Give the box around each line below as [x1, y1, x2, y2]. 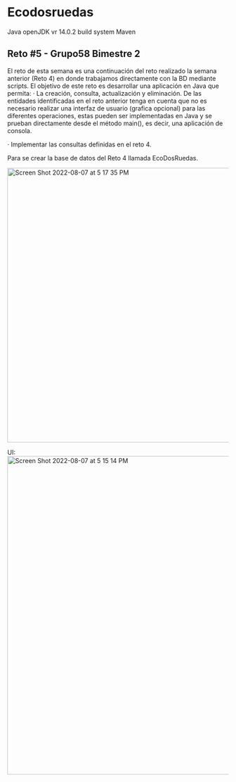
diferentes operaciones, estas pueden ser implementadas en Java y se [7, 111, 212, 120]
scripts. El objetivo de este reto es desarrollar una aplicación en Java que [7, 82, 219, 90]
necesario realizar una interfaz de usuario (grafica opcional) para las [7, 103, 206, 113]
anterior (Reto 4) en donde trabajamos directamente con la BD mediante [7, 74, 216, 82]
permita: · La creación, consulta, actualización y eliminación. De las [7, 89, 202, 97]
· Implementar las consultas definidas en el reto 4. [7, 140, 152, 149]
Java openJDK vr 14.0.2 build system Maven [7, 27, 136, 36]
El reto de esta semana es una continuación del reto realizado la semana [7, 66, 217, 75]
